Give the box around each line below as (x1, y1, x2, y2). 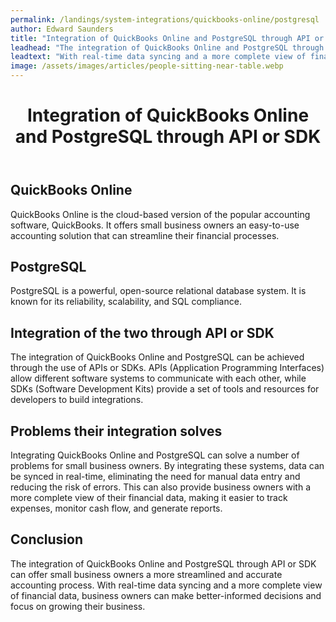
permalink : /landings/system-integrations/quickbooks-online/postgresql (10, 14, 320, 25)
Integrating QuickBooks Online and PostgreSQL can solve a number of (10, 449, 300, 461)
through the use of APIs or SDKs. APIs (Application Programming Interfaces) (10, 362, 325, 374)
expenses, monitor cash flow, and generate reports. (10, 502, 223, 515)
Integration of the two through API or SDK (10, 324, 275, 341)
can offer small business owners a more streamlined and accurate (10, 568, 283, 580)
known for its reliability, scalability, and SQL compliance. (10, 296, 242, 308)
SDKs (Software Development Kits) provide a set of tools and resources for (10, 383, 320, 395)
